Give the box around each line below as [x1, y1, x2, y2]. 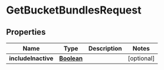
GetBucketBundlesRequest [6, 4, 142, 17]
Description [88, 45, 122, 52]
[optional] [127, 54, 155, 62]
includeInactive [9, 54, 54, 62]
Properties [6, 27, 46, 37]
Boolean [58, 54, 83, 62]
